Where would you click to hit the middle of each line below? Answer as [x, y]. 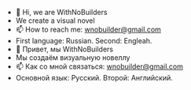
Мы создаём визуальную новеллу [73, 58]
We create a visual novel [55, 21]
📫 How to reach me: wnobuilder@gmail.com [88, 29]
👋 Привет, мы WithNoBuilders [64, 49]
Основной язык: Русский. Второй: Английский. [94, 78]
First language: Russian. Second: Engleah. [84, 41]
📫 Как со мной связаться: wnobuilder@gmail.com [99, 66]
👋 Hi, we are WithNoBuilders [61, 12]
